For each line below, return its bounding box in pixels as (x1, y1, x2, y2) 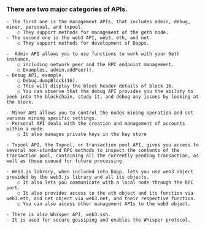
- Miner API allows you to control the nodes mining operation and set (6, 110, 193, 116)
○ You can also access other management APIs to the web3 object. (17, 201, 191, 207)
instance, (6, 56, 32, 62)
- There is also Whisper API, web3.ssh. (6, 212, 112, 218)
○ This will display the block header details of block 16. (17, 83, 174, 89)
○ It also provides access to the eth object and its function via (17, 190, 193, 197)
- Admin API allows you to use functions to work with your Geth (6, 51, 180, 57)
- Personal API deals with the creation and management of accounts (6, 121, 185, 127)
